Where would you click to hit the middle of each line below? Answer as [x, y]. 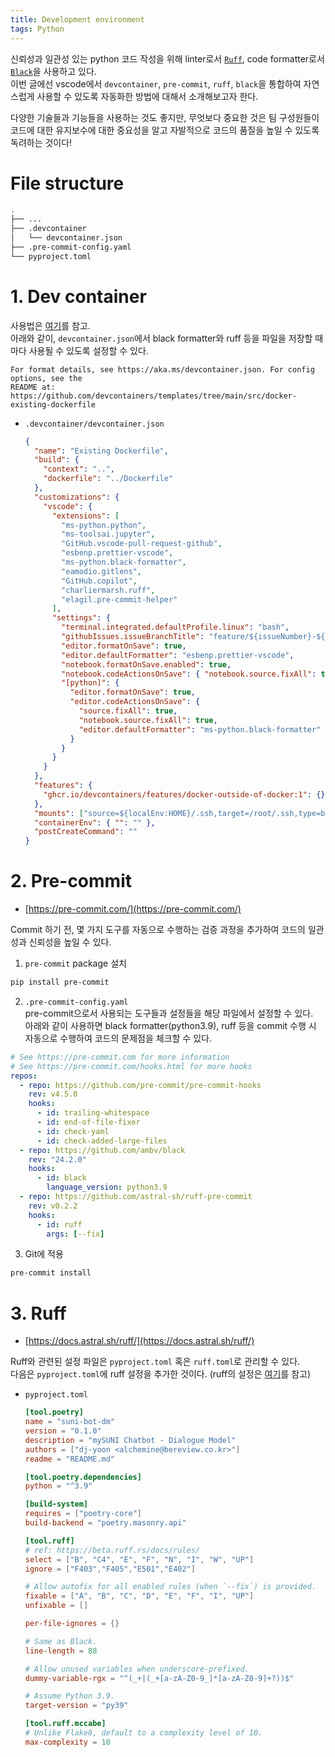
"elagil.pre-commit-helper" [119, 599]
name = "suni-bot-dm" [70, 1422]
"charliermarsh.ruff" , [108, 590]
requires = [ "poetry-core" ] [83, 1514]
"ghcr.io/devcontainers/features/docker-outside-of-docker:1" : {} [184, 794]
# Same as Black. [61, 1641]
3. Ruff [38, 1313]
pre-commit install [51, 1273]
